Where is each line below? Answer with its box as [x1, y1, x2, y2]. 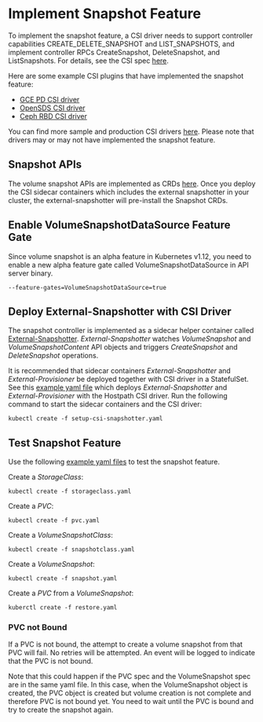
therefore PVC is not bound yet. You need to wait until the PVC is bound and [8, 697, 254, 706]
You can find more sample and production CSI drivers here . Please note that [8, 127, 254, 136]
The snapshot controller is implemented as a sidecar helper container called [8, 326, 254, 335]
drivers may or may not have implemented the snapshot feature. [8, 135, 216, 144]
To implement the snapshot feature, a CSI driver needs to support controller [8, 31, 254, 40]
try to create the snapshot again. [8, 705, 114, 715]
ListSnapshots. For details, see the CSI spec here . [8, 56, 169, 65]
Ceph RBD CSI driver [19, 111, 88, 120]
